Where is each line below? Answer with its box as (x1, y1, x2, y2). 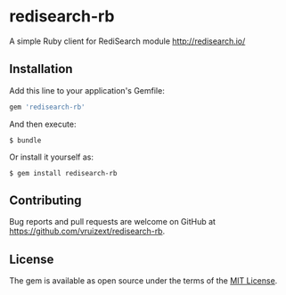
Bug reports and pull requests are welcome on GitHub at (9, 217, 217, 227)
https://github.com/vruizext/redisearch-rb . (9, 225, 166, 237)
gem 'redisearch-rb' (9, 102, 86, 111)
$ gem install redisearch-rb (9, 168, 118, 177)
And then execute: (9, 119, 77, 129)
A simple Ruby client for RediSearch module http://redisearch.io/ (9, 36, 246, 46)
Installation (9, 61, 73, 77)
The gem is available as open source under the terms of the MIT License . (9, 275, 278, 286)
